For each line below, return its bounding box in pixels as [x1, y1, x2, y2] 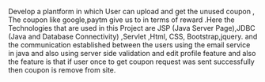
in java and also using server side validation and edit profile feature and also [8, 49, 256, 58]
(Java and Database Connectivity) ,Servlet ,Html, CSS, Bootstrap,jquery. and [8, 32, 258, 41]
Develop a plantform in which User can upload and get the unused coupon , [8, 7, 256, 16]
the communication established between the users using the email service [8, 40, 251, 50]
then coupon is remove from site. [8, 65, 116, 74]
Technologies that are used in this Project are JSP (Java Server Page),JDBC [8, 24, 256, 32]
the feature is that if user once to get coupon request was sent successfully [8, 57, 255, 66]
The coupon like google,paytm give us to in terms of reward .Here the [8, 15, 235, 24]
